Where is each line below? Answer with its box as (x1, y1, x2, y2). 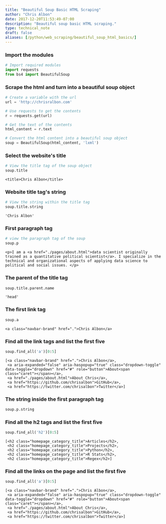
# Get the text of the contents (5, 122, 72, 127)
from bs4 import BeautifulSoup (5, 72, 70, 77)
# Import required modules (5, 63, 61, 68)
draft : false (5, 30, 32, 35)
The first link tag (5, 306, 46, 313)
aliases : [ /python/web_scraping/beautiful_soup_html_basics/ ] (5, 35, 137, 40)
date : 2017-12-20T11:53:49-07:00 (5, 16, 75, 21)
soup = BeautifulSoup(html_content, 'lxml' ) (5, 140, 99, 146)
